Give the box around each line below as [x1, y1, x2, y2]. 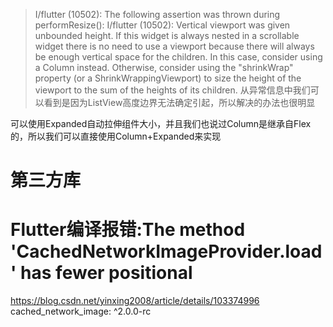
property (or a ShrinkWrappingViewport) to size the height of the [34, 72, 302, 84]
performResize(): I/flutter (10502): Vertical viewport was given [34, 19, 291, 31]
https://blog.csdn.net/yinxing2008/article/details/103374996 [10, 295, 260, 307]
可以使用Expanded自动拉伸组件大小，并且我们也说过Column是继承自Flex [10, 118, 312, 129]
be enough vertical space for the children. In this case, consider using [34, 51, 323, 63]
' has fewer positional [10, 262, 193, 284]
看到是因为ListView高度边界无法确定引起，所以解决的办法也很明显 [43, 97, 316, 108]
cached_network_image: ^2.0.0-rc [10, 305, 152, 318]
